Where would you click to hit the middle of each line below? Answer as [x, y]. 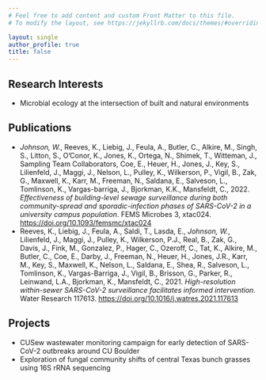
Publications [40, 128]
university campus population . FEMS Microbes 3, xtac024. [115, 214]
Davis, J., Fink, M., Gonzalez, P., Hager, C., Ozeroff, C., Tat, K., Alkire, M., [138, 248]
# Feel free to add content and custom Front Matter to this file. [122, 15]
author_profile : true [44, 44]
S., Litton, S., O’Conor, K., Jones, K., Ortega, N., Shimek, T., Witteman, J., [138, 155]
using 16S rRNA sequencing [65, 367]
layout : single [33, 37]
